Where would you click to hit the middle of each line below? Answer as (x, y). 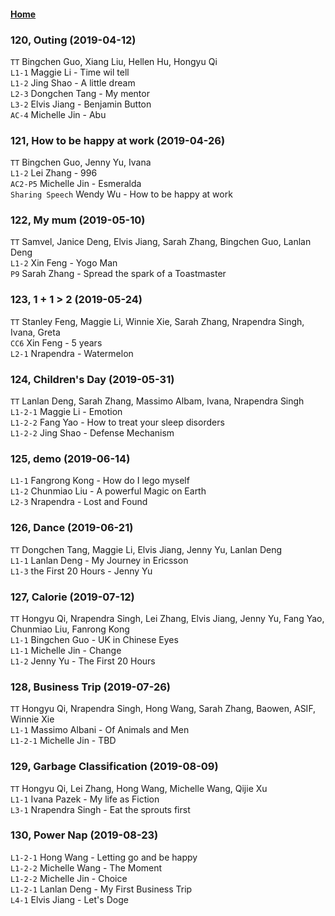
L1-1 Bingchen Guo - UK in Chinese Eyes (94, 639)
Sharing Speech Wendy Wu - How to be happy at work (121, 194)
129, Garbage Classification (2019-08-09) (114, 767)
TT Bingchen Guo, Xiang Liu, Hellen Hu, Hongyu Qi (114, 61)
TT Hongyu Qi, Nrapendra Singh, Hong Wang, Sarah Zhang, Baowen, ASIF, (163, 709)
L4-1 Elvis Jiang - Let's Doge (69, 899)
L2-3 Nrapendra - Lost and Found (79, 502)
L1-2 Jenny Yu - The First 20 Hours (83, 661)
